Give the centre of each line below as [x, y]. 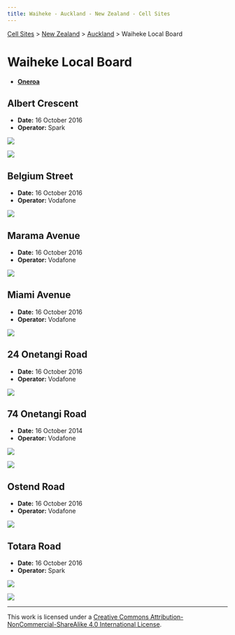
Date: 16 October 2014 [50, 431]
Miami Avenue [39, 295]
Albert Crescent [43, 103]
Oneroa [28, 81]
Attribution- [167, 617]
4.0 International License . [125, 624]
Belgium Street [40, 176]
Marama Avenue [44, 235]
